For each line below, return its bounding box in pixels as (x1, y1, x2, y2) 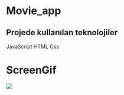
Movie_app (6, 4, 61, 18)
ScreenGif (6, 63, 57, 77)
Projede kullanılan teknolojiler (6, 28, 118, 38)
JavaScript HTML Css (6, 43, 60, 50)
